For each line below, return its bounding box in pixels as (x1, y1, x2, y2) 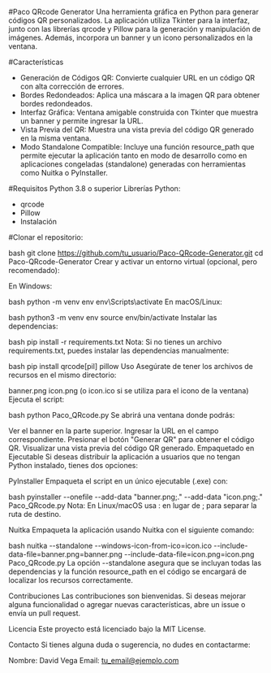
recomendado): (8, 266, 60, 275)
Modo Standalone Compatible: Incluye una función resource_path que (19, 142, 255, 151)
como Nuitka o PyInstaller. (19, 168, 108, 177)
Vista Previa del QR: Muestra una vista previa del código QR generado (19, 125, 254, 134)
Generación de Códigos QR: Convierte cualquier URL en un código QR (19, 73, 256, 82)
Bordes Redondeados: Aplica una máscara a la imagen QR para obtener (19, 90, 260, 100)
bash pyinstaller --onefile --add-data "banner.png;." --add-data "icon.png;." (8, 492, 264, 501)
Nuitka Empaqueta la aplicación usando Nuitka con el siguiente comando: (8, 525, 255, 535)
